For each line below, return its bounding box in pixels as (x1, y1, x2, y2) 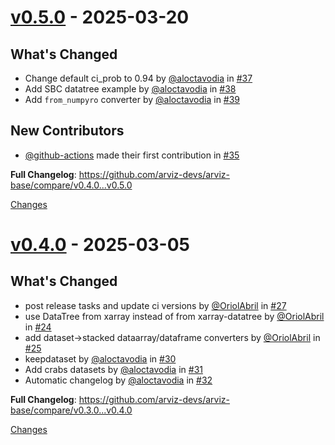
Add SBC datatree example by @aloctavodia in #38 (24, 83, 237, 95)
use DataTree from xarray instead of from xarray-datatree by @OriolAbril (24, 310, 325, 322)
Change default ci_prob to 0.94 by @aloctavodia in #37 (24, 72, 253, 84)
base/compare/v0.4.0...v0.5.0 (10, 179, 133, 191)
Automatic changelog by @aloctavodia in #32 (24, 374, 213, 386)
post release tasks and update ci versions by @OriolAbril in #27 (24, 299, 287, 311)
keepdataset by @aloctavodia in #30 (24, 352, 177, 365)
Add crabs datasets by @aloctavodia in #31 (24, 363, 203, 375)
